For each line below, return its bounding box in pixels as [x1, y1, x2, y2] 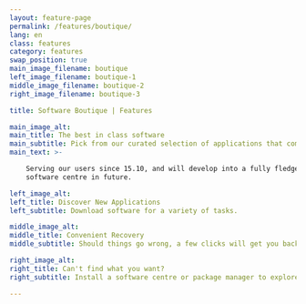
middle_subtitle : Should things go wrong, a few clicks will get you [9, 239, 280, 248]
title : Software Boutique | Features [9, 106, 153, 115]
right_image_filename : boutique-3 [9, 89, 141, 98]
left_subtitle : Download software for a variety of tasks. [9, 206, 239, 215]
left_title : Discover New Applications [9, 198, 161, 207]
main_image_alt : [9, 122, 71, 132]
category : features [9, 47, 84, 56]
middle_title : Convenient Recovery [9, 231, 145, 240]
